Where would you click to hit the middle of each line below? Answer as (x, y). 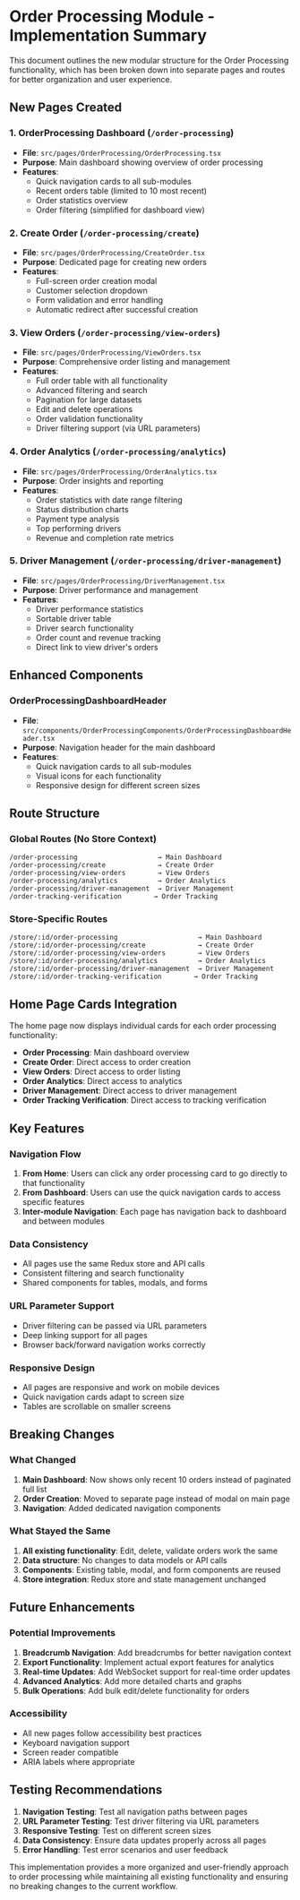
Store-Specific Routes (59, 919)
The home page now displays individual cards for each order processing (143, 1026)
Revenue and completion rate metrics (105, 537)
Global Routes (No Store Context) (83, 838)
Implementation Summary (108, 35)
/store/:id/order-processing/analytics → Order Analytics (138, 961)
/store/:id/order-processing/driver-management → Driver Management (142, 969)
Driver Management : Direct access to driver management (129, 1091)
